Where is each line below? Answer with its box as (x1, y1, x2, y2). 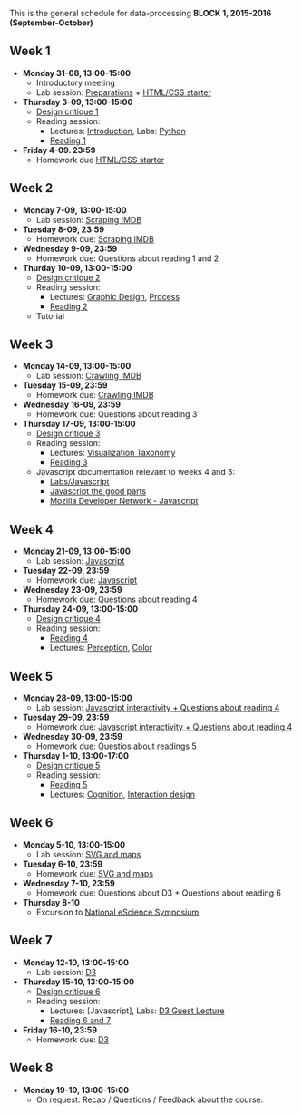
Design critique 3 (35, 428, 101, 439)
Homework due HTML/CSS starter (35, 154, 165, 165)
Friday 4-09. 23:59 (22, 144, 96, 155)
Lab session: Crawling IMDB (35, 371, 142, 382)
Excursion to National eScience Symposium (35, 906, 200, 917)
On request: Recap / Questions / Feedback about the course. (35, 1094, 264, 1105)
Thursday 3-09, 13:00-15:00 (22, 96, 133, 107)
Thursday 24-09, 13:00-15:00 (22, 604, 139, 615)
